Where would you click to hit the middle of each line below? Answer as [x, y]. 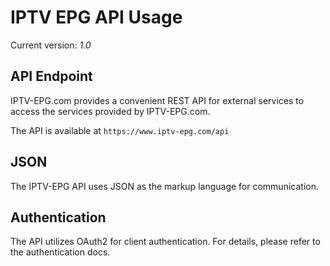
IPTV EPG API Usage [96, 17]
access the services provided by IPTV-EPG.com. [110, 111]
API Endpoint [51, 76]
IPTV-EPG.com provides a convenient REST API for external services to [157, 100]
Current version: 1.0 [51, 45]
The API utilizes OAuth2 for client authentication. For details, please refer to [165, 242]
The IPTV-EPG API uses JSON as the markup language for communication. [164, 186]
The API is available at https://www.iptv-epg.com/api [120, 130]
